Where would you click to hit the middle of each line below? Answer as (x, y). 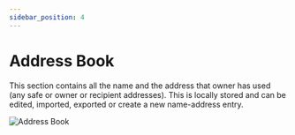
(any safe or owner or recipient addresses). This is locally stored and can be (148, 94)
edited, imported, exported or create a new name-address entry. (127, 104)
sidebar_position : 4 (47, 17)
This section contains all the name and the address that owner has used (140, 86)
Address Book (62, 60)
